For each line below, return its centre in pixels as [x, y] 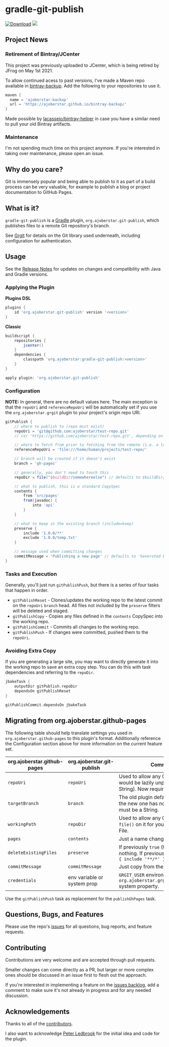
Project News [27, 40]
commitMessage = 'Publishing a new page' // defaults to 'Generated [88, 557]
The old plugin [136, 797]
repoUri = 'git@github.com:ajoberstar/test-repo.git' [72, 431]
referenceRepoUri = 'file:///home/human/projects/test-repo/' [81, 450]
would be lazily [137, 782]
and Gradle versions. [27, 274]
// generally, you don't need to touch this [62, 472]
